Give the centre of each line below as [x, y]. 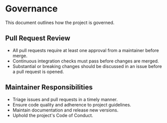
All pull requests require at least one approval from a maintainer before [86, 50]
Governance [31, 9]
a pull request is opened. [38, 71]
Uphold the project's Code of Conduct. [53, 115]
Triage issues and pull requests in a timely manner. [65, 99]
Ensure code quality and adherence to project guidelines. [72, 104]
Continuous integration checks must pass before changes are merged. [86, 61]
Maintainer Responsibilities [49, 87]
